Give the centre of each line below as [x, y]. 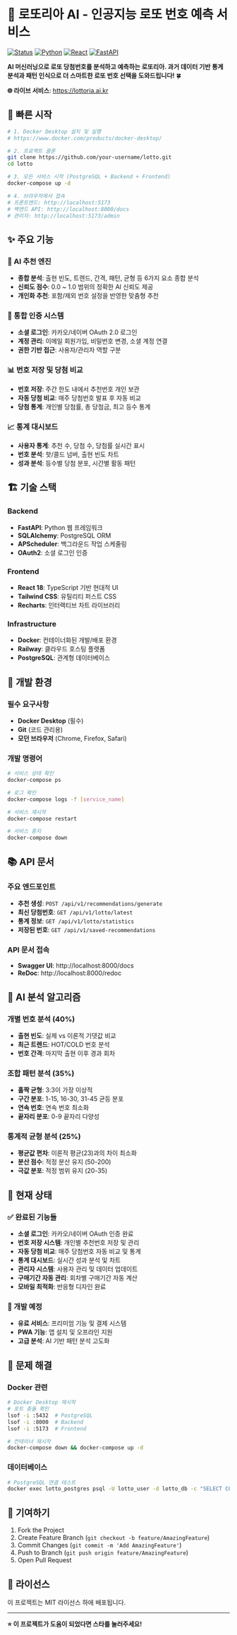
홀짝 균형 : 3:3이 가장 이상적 [55, 1090]
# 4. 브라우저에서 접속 [36, 196]
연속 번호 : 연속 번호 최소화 [53, 1108]
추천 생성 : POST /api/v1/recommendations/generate [90, 903]
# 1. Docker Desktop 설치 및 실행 [54, 131]
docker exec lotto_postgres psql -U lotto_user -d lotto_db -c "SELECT [115, 1489]
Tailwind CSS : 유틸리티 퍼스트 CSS [67, 596]
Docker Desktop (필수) [50, 720]
